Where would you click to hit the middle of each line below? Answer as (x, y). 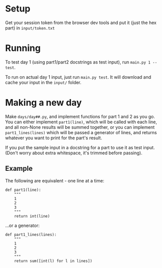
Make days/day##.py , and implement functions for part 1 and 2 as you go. (80, 116)
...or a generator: (22, 225)
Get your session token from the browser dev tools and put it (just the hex (81, 23)
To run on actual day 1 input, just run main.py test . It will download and (78, 77)
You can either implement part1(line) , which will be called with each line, (81, 122)
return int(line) (32, 216)
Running (23, 48)
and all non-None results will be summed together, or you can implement (80, 127)
